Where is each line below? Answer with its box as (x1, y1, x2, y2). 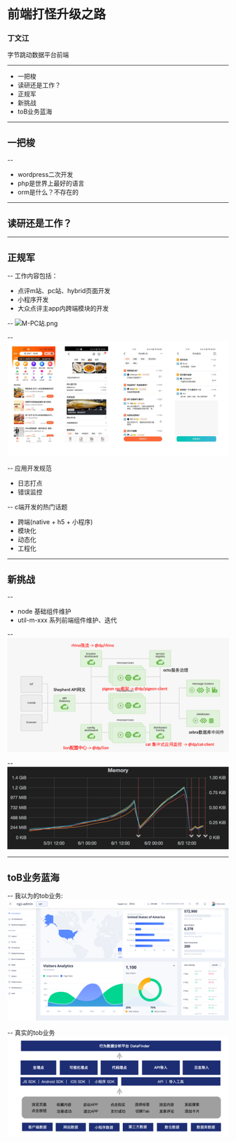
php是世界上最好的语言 (17, 179, 85, 187)
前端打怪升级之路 (7, 6, 107, 23)
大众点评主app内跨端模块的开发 (17, 304, 109, 312)
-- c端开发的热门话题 (7, 503, 68, 511)
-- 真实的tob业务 (7, 1028, 55, 1036)
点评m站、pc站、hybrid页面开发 (17, 286, 111, 294)
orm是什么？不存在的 (17, 188, 79, 197)
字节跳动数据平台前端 (7, 51, 69, 59)
